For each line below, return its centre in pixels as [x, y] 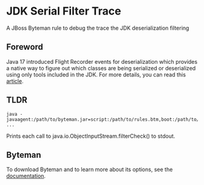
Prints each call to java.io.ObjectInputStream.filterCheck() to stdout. [91, 136]
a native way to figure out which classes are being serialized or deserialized [101, 68]
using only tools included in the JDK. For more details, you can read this [96, 75]
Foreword [25, 47]
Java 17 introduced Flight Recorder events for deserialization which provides [102, 61]
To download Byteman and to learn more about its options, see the [90, 170]
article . [15, 81]
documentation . [26, 176]
